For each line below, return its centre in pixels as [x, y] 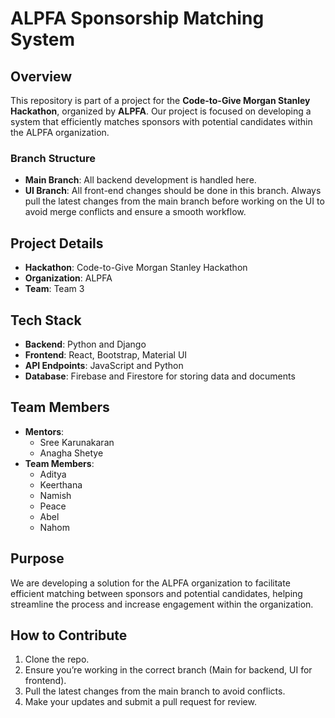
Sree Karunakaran [77, 442]
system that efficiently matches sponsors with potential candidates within [161, 121]
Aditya [53, 474]
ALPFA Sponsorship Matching [137, 18]
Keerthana [61, 484]
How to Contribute [69, 635]
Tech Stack [46, 320]
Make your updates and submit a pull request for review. [140, 702]
